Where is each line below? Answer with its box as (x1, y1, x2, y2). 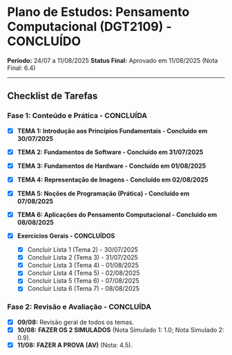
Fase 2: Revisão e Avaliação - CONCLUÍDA (7, 302, 152, 311)
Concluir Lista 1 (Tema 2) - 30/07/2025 (27, 246, 139, 254)
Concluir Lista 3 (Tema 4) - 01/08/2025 (27, 261, 139, 269)
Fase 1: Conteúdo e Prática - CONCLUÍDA (7, 111, 147, 121)
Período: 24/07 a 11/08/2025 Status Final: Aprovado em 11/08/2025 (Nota (7, 56, 218, 64)
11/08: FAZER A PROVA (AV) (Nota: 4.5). (17, 340, 133, 349)
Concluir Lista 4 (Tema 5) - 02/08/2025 (27, 269, 140, 277)
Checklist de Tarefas (7, 90, 98, 102)
